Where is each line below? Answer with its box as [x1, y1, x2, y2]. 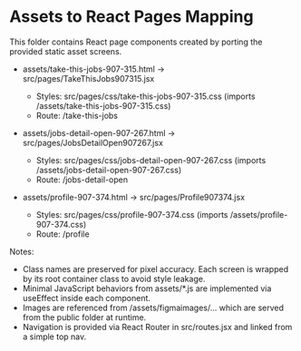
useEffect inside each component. [22, 292, 151, 303]
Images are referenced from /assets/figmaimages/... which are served [22, 302, 284, 313]
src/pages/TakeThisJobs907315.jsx [22, 73, 155, 83]
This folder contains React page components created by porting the [9, 36, 263, 47]
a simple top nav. [22, 331, 87, 342]
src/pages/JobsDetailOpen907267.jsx [22, 137, 163, 148]
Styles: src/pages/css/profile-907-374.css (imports [35, 209, 228, 219]
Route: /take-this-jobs [35, 110, 118, 121]
